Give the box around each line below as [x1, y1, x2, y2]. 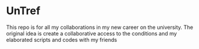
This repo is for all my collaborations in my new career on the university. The [6, 24, 194, 31]
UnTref [6, 4, 40, 18]
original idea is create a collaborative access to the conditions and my [6, 30, 177, 37]
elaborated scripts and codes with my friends [6, 36, 118, 43]
